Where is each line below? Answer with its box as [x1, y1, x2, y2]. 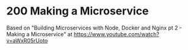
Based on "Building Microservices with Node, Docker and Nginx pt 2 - [6, 24, 182, 31]
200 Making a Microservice [6, 4, 149, 18]
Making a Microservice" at [6, 30, 73, 37]
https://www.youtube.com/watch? [73, 30, 160, 37]
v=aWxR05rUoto [6, 37, 48, 44]
